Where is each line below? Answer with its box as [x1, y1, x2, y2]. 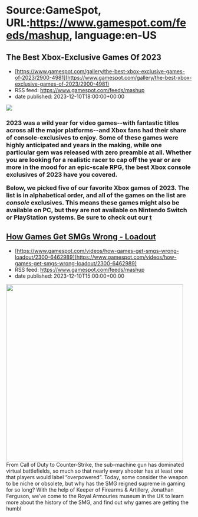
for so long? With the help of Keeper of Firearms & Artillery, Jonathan [6, 486, 174, 493]
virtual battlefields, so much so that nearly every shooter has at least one [6, 467, 184, 474]
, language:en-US [68, 29, 157, 42]
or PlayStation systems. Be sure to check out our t [6, 213, 152, 222]
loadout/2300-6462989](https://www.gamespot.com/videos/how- [14, 253, 177, 261]
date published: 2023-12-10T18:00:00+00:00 [14, 93, 125, 100]
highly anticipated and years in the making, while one [6, 141, 162, 149]
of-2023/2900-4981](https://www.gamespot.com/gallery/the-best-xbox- [14, 74, 192, 81]
